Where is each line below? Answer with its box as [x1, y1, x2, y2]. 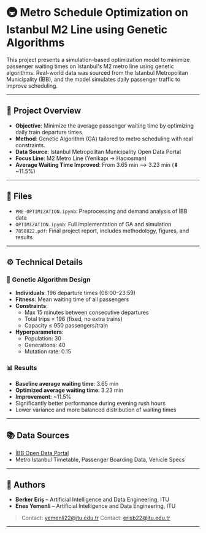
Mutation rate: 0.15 [24, 348, 72, 355]
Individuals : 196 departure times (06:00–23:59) [15, 290, 136, 297]
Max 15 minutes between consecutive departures [24, 309, 149, 316]
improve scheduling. [6, 82, 58, 90]
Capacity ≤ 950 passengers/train [24, 322, 109, 329]
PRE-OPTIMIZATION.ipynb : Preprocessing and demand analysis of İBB [15, 207, 188, 215]
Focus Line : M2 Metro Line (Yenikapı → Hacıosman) [15, 155, 147, 162]
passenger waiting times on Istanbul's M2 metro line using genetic [6, 63, 174, 70]
